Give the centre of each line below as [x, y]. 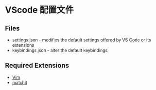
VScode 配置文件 [39, 10]
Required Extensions [37, 65]
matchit [20, 82]
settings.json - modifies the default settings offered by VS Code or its [82, 40]
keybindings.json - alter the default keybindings [60, 50]
